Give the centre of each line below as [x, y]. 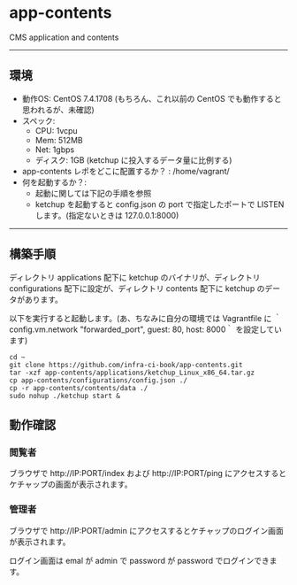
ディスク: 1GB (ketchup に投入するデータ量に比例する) [133, 160]
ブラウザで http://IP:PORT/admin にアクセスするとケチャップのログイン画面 [147, 530]
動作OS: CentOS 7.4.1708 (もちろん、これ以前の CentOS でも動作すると [152, 98]
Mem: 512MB [59, 140]
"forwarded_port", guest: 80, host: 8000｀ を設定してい [181, 329]
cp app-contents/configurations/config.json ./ [99, 380]
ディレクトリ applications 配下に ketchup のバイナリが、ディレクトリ [135, 277]
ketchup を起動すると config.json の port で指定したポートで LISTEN [160, 204]
